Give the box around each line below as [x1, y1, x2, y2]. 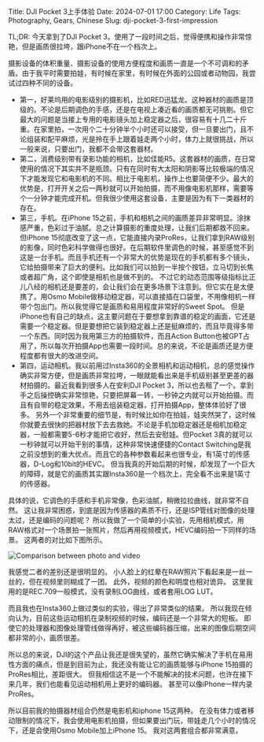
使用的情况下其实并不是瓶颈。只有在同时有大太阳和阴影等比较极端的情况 [19, 164, 254, 173]
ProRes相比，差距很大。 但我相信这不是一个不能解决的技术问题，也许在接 [8, 670, 247, 679]
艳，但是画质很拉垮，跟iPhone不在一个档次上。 [8, 42, 162, 51]
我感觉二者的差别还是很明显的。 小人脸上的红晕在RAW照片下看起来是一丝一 [8, 567, 253, 577]
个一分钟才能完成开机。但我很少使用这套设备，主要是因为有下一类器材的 [19, 194, 254, 202]
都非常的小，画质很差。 [8, 633, 84, 642]
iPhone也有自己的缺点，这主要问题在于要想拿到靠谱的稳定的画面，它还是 [19, 312, 256, 321]
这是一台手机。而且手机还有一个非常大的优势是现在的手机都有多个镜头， [19, 253, 254, 262]
